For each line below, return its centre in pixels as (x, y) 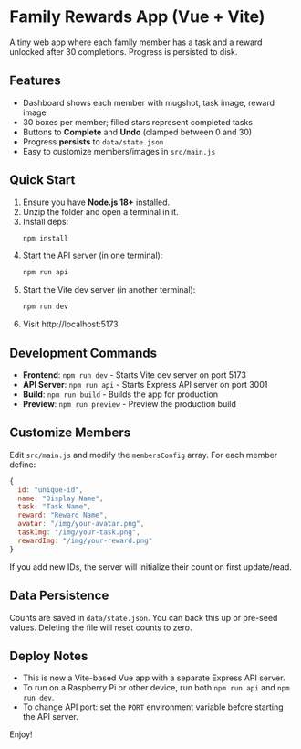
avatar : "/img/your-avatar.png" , (81, 524)
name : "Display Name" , (61, 498)
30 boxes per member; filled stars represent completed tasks (138, 122)
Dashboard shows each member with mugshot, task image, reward (149, 102)
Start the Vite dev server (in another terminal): (109, 290)
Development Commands (83, 353)
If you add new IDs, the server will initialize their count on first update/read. (150, 567)
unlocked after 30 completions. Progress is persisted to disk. (124, 51)
